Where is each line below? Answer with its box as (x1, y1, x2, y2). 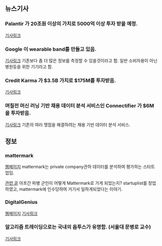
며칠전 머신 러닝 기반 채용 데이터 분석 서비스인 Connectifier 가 (5, 103, 142, 109)
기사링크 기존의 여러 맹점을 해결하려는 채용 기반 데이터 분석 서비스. (5, 122, 131, 127)
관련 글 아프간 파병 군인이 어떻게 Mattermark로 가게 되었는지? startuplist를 (5, 180, 147, 186)
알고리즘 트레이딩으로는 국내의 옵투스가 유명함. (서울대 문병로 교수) (5, 224, 151, 230)
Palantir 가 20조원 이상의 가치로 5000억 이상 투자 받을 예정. (5, 20, 138, 27)
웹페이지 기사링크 (5, 211, 38, 216)
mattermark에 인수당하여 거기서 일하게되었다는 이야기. (19, 186, 123, 192)
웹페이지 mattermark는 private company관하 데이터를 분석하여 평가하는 (5, 164, 142, 170)
